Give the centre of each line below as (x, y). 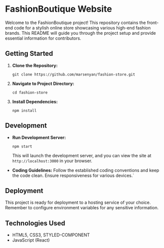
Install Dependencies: (35, 101)
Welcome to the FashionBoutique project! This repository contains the (75, 23)
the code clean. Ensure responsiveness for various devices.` (73, 175)
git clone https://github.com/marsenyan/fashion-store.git (74, 74)
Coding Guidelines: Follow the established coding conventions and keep (86, 170)
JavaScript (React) (31, 240)
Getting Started (29, 54)
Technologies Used (35, 223)
